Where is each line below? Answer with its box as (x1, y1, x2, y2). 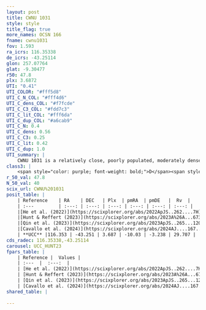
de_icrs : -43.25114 (6, 55, 56, 61)
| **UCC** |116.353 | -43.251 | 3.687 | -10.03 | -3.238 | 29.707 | (17, 231, 196, 238)
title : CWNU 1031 (6, 15, 51, 21)
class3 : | (6, 163, 32, 169)
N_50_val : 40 (6, 180, 40, 187)
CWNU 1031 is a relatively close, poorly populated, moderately (17, 157, 185, 163)
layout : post (6, 9, 40, 15)
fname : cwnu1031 (6, 37, 48, 44)
